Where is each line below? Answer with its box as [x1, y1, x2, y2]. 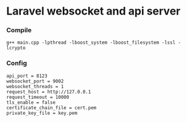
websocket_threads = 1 [6, 83, 64, 89]
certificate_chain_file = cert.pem [6, 104, 97, 110]
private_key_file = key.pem [6, 110, 78, 116]
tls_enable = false [6, 99, 56, 106]
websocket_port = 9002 [6, 78, 64, 84]
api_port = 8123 [6, 73, 48, 79]
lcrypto [6, 45, 26, 51]
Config [6, 59, 27, 67]
